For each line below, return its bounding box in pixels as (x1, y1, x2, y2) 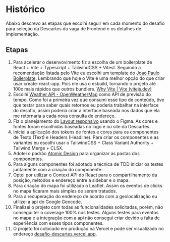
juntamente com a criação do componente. (13, 166, 103, 172)
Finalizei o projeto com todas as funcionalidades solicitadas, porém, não (13, 204, 163, 210)
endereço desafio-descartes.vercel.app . (13, 231, 97, 237)
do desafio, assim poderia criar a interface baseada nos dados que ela (13, 107, 160, 113)
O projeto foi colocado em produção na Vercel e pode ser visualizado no (13, 225, 164, 231)
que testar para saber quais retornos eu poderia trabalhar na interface (13, 102, 159, 108)
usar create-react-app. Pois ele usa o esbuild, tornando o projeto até (13, 80, 156, 86)
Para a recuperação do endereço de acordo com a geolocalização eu (13, 193, 158, 199)
